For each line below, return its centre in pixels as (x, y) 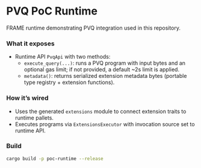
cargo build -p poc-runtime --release (55, 158)
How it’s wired (28, 98)
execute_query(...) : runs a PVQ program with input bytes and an (104, 63)
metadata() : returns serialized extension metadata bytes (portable (105, 76)
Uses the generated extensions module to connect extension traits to (100, 111)
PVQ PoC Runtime (52, 11)
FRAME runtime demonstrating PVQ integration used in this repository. (94, 28)
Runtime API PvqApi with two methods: (63, 57)
